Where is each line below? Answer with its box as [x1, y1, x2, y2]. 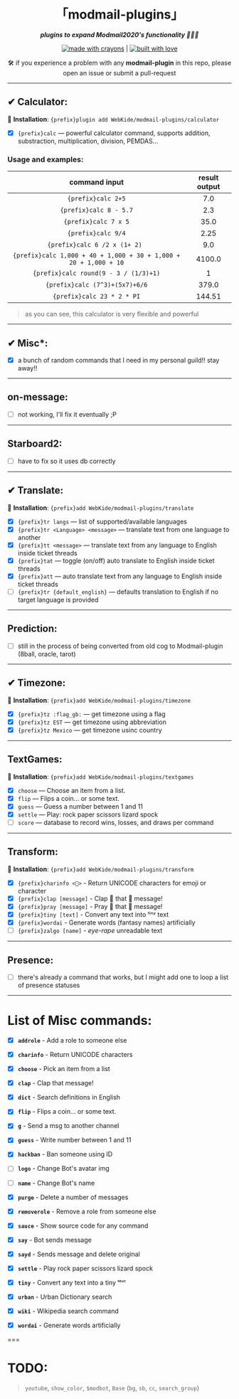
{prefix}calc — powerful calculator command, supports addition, [17, 129, 211, 137]
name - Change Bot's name [17, 1179, 95, 1187]
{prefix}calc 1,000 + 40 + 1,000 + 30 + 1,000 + [13, 252, 181, 260]
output [196, 182, 221, 192]
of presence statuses [17, 981, 80, 989]
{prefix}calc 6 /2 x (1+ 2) [47, 241, 142, 249]
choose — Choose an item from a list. [17, 786, 126, 794]
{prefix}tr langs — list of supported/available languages [17, 517, 187, 526]
